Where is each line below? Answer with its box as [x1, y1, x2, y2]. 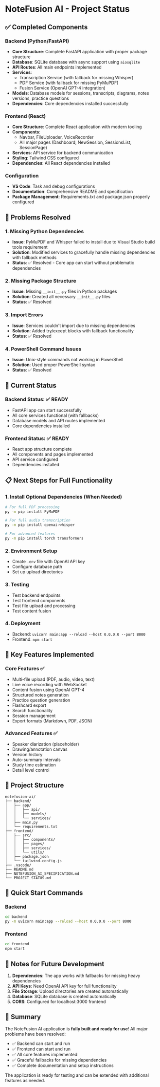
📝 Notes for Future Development [5, 959, 105, 968]
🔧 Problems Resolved [5, 213, 71, 221]
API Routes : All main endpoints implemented [12, 64, 102, 70]
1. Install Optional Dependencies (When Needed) [5, 494, 123, 500]
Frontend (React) [5, 112, 46, 119]
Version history [12, 751, 43, 757]
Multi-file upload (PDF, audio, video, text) [12, 676, 95, 682]
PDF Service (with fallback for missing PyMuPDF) [19, 80, 119, 86]
